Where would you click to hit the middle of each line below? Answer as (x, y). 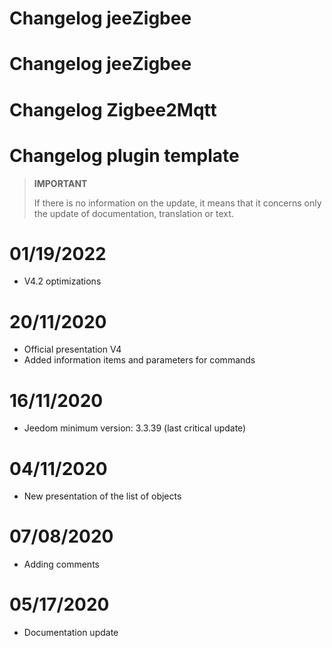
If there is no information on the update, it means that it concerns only (177, 203)
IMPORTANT (60, 183)
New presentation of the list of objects (102, 496)
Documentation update (71, 633)
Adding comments (61, 564)
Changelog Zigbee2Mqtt (113, 109)
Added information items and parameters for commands (139, 360)
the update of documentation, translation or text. (133, 213)
